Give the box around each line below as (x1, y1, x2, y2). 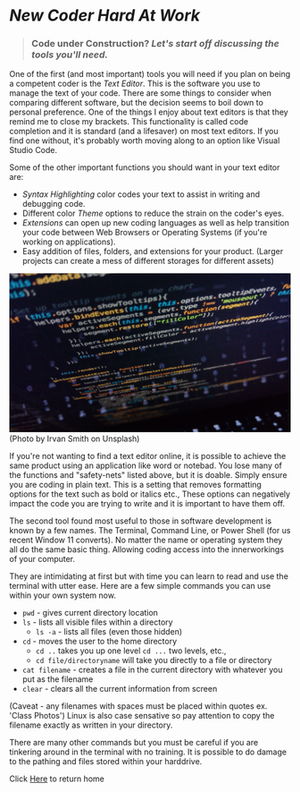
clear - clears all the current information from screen (21, 683, 218, 694)
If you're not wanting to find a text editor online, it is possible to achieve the (9, 450, 287, 461)
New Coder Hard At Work (9, 5, 201, 26)
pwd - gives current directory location (21, 607, 159, 617)
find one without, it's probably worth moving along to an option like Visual (9, 135, 280, 146)
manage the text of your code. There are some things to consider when (9, 88, 272, 98)
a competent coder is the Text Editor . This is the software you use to (9, 78, 261, 89)
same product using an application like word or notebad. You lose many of (9, 460, 283, 471)
